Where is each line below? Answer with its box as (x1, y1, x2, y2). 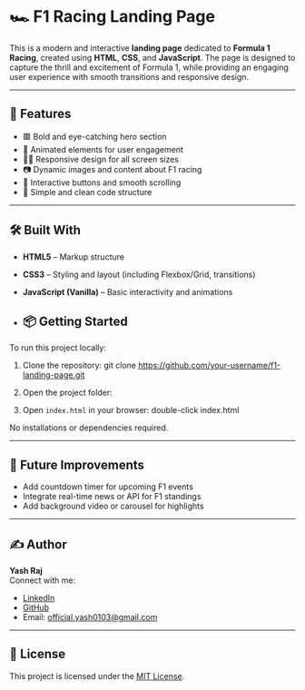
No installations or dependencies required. (9, 422, 169, 433)
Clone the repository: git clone (22, 360, 136, 371)
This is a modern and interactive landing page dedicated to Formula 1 (9, 42, 271, 54)
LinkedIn (22, 593, 55, 603)
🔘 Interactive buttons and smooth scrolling (22, 177, 182, 188)
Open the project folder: (22, 387, 113, 399)
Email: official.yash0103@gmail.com (22, 612, 158, 622)
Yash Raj (9, 566, 43, 576)
